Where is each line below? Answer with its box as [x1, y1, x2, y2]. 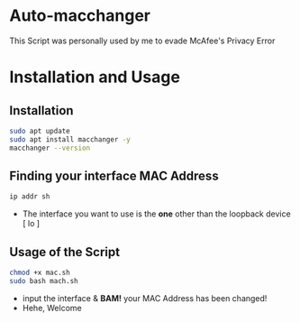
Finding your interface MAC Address [9, 168, 219, 183]
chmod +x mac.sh [9, 268, 70, 278]
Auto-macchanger [9, 5, 151, 26]
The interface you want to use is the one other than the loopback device [22, 208, 291, 219]
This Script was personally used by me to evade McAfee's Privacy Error [9, 35, 276, 46]
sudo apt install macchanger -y [9, 134, 131, 144]
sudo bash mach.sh [9, 276, 78, 285]
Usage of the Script [9, 244, 120, 260]
